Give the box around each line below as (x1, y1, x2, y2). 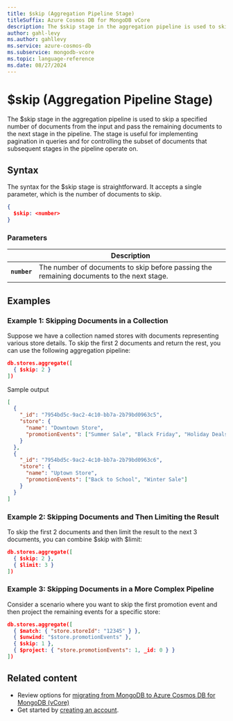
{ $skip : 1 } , (13, 640, 54, 647)
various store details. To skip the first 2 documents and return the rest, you (7, 338, 221, 347)
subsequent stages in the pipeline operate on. (7, 144, 139, 153)
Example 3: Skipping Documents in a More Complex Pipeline (7, 584, 215, 594)
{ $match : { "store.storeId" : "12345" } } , (13, 627, 141, 634)
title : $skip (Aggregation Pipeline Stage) (7, 10, 135, 17)
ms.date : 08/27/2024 (7, 62, 67, 69)
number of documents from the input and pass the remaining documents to (7, 122, 223, 131)
